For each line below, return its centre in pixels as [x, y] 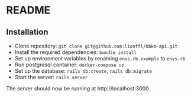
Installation [27, 32]
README [28, 10]
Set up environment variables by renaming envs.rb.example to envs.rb [100, 58]
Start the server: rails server [51, 77]
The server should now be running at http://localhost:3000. [78, 88]
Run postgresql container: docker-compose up [69, 65]
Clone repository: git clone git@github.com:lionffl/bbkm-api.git [96, 46]
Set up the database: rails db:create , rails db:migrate [83, 71]
